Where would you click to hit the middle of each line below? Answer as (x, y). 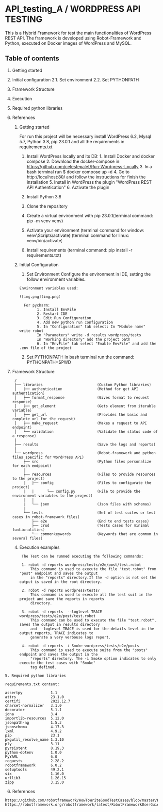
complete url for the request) (44, 419)
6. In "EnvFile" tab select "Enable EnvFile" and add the (97, 344)
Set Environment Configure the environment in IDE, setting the (89, 274)
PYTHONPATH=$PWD (49, 362)
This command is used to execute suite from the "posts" (89, 650)
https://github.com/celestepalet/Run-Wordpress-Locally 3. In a (89, 166)
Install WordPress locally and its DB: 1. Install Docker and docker (91, 156)
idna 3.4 (31, 714)
